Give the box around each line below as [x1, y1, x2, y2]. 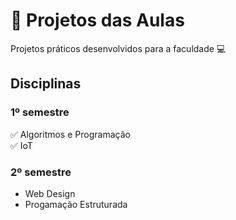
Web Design [24, 187, 76, 199]
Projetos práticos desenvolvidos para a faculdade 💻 [10, 42, 227, 54]
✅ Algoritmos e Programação [10, 128, 131, 140]
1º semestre [10, 105, 70, 119]
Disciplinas [10, 75, 82, 93]
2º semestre [10, 165, 72, 179]
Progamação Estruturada [24, 198, 128, 210]
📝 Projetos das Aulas [10, 9, 185, 32]
